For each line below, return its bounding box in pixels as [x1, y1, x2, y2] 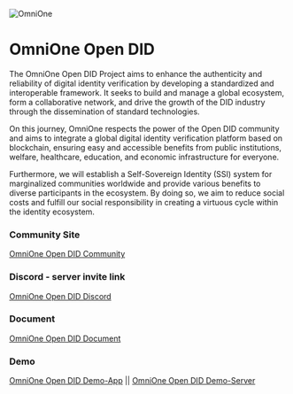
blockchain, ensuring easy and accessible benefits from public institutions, [9, 142, 281, 152]
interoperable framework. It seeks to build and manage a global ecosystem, [9, 87, 285, 97]
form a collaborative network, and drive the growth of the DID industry [9, 97, 266, 107]
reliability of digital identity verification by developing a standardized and [9, 78, 274, 89]
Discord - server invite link [9, 271, 126, 283]
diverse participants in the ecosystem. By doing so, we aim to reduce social [9, 187, 285, 198]
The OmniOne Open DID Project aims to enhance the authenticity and [9, 68, 263, 79]
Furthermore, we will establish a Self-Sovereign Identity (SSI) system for [9, 168, 273, 179]
